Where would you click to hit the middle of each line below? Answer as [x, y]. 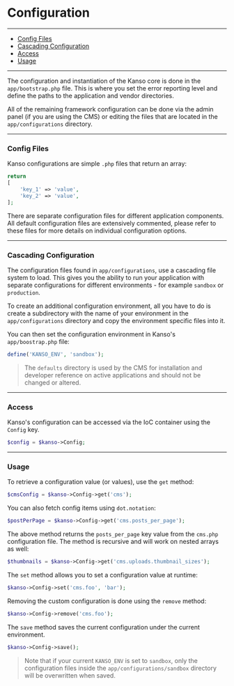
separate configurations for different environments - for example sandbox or [116, 285]
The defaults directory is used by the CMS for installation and [113, 368]
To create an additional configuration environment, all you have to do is [109, 306]
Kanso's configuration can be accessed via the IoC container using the [109, 422]
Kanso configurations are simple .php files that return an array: [97, 164]
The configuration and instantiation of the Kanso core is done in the [104, 81]
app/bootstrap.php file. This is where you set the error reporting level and [112, 88]
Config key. [23, 430]
